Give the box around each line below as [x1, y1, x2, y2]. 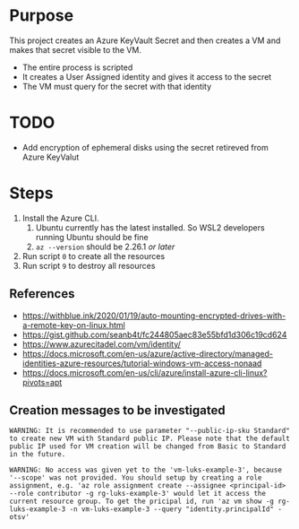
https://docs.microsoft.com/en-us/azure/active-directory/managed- [21, 348, 273, 359]
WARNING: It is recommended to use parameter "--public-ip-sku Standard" [9, 427, 291, 436]
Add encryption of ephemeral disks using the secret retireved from [21, 142, 269, 152]
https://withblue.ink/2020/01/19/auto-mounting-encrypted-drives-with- [21, 310, 286, 321]
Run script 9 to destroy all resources [21, 260, 156, 271]
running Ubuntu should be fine [35, 231, 149, 242]
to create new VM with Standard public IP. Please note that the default [9, 434, 291, 444]
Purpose [9, 5, 74, 26]
